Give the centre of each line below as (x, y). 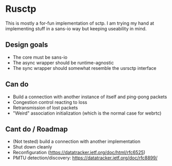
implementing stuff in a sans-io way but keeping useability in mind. (76, 28)
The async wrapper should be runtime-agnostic (63, 63)
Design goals (27, 45)
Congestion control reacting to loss (50, 102)
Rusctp (21, 9)
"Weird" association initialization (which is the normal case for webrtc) (87, 113)
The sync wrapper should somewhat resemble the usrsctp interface (84, 68)
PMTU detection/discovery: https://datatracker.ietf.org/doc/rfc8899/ (85, 158)
